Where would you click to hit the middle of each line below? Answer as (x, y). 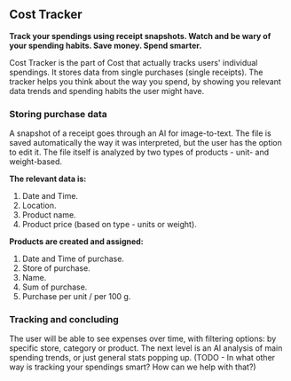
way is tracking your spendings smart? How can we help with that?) (133, 367)
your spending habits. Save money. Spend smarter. (106, 45)
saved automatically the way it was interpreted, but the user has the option (145, 143)
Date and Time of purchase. (73, 259)
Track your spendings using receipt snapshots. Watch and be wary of (140, 36)
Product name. (49, 215)
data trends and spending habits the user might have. (107, 91)
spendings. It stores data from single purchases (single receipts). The (136, 72)
